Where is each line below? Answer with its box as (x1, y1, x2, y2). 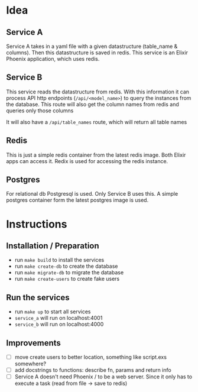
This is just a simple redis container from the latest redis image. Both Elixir (6, 151, 186, 158)
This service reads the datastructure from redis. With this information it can (6, 88, 190, 95)
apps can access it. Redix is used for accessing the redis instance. (6, 157, 168, 164)
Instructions (6, 217, 67, 231)
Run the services (6, 292, 70, 302)
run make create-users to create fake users (14, 276, 120, 283)
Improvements (6, 338, 61, 348)
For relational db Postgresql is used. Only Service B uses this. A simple (6, 190, 178, 197)
